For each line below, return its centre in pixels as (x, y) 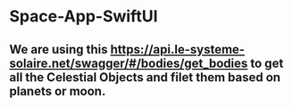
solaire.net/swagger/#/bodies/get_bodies (129, 63)
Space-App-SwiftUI (84, 16)
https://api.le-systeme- (178, 49)
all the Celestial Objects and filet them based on (145, 77)
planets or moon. (58, 91)
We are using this (59, 49)
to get (267, 63)
